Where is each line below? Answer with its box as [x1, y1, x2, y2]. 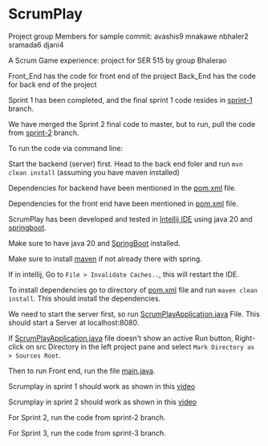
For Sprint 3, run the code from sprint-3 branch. [8, 428, 166, 438]
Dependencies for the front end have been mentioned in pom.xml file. [8, 198, 238, 208]
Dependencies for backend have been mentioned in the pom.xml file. [8, 182, 237, 193]
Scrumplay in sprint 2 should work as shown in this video [8, 397, 197, 407]
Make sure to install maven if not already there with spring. [8, 254, 202, 264]
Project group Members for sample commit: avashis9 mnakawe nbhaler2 [8, 31, 249, 41]
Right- [234, 333, 255, 342]
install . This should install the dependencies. [8, 293, 161, 303]
